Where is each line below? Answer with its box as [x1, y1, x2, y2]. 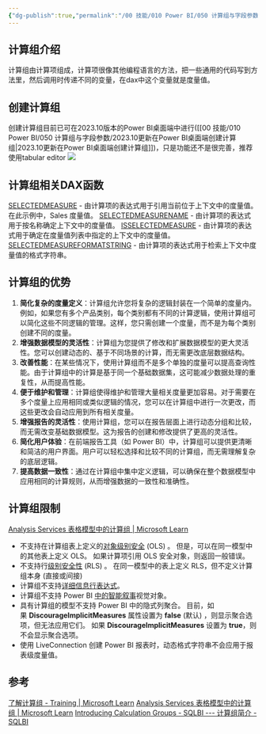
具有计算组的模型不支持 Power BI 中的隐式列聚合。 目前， [19, 600, 208, 610]
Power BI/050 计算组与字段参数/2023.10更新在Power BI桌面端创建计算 [8, 133, 237, 143]
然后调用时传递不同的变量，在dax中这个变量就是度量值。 [28, 75, 215, 85]
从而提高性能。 [40, 377, 89, 386]
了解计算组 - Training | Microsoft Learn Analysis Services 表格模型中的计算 [8, 698, 252, 707]
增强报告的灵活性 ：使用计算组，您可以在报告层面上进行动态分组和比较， [19, 416, 256, 426]
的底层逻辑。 [19, 456, 62, 466]
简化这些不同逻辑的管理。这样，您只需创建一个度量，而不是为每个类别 [26, 318, 256, 327]
